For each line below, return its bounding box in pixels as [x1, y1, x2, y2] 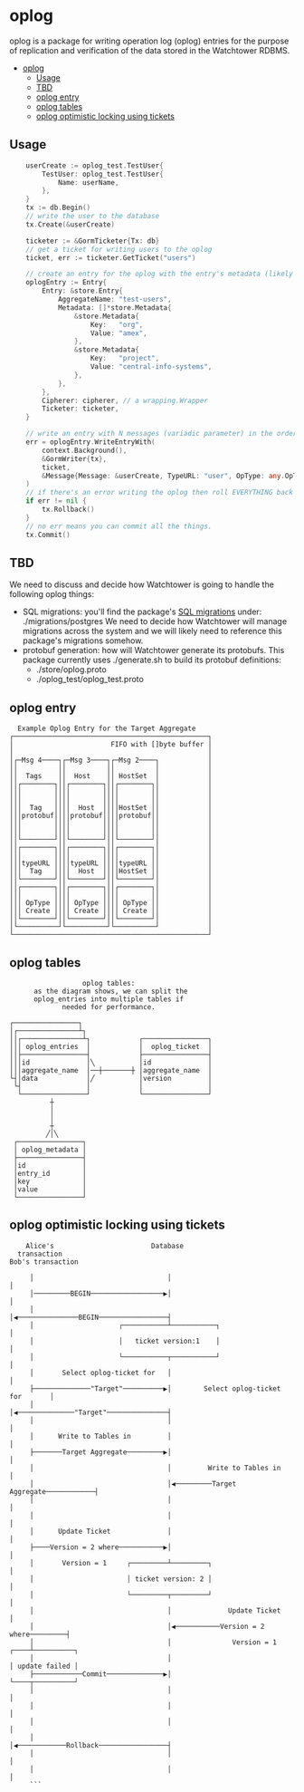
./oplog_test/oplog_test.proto [35, 674, 145, 685]
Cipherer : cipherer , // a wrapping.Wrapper [42, 396, 208, 405]
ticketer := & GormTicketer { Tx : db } [25, 236, 160, 246]
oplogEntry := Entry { [25, 278, 107, 287]
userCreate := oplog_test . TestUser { [25, 160, 165, 170]
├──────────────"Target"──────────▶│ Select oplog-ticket [29, 1383, 281, 1393]
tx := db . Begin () [25, 203, 91, 213]
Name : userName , [57, 178, 119, 187]
